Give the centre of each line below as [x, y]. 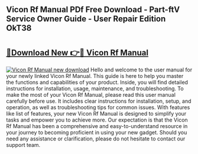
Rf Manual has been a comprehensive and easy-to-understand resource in [97, 126]
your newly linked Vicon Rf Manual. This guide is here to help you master [95, 76]
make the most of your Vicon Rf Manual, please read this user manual [91, 95]
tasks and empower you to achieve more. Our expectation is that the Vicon [97, 120]
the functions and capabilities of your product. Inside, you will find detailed [97, 82]
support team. [23, 145]
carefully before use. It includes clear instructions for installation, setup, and [99, 101]
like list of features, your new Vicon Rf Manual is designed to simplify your [96, 114]
